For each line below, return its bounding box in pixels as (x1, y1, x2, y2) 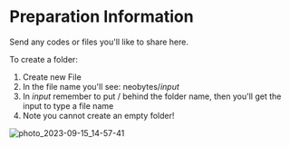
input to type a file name (22, 100, 114, 111)
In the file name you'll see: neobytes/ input (22, 81, 179, 92)
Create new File (22, 71, 82, 83)
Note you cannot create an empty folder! (22, 110, 175, 121)
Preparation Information (9, 6, 194, 27)
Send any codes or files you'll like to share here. (9, 36, 188, 47)
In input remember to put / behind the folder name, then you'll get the (22, 91, 282, 102)
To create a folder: (9, 54, 79, 64)
